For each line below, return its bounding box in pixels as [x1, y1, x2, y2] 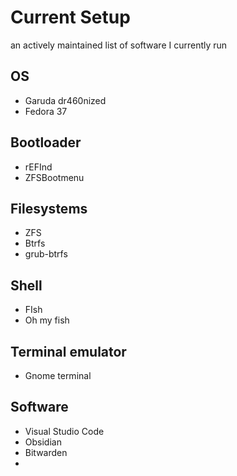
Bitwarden [24, 446, 68, 458]
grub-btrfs [24, 248, 68, 260]
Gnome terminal [24, 370, 92, 381]
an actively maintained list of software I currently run [10, 39, 228, 51]
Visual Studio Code [24, 425, 105, 437]
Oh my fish [24, 314, 70, 326]
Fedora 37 [24, 105, 68, 117]
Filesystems [10, 200, 88, 217]
